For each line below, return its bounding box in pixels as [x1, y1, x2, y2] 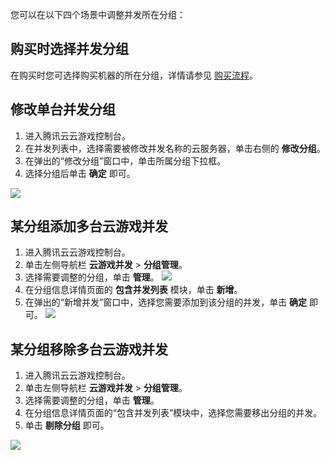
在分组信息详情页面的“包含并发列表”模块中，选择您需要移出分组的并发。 [24, 407, 323, 419]
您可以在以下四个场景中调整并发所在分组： [10, 9, 186, 20]
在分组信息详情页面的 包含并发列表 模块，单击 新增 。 [24, 284, 243, 296]
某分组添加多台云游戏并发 [10, 218, 168, 235]
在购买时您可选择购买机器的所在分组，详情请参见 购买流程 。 [10, 69, 258, 81]
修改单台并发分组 [10, 101, 116, 118]
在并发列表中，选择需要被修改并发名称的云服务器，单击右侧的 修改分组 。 [24, 142, 326, 154]
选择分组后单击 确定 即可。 [24, 167, 136, 179]
